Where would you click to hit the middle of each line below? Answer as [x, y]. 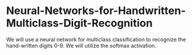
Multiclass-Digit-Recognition [79, 23]
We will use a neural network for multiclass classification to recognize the [96, 39]
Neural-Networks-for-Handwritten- [96, 11]
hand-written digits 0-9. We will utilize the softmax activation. [81, 46]
